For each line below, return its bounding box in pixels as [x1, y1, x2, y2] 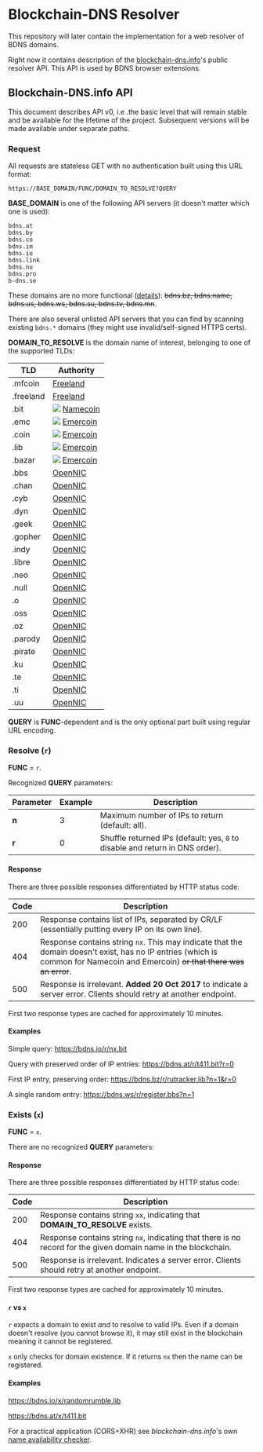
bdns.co [8, 236, 34, 244]
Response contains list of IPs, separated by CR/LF [40, 913, 223, 924]
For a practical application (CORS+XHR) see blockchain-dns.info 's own [8, 1426, 238, 1436]
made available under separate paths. [8, 123, 130, 133]
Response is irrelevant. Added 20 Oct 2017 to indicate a [40, 978, 249, 989]
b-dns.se [8, 277, 37, 285]
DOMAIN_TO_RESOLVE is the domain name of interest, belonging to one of [8, 338, 251, 347]
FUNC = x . [8, 1127, 41, 1136]
